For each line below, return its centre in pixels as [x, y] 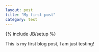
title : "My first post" [31, 15]
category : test [21, 19]
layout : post [19, 10]
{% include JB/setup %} [31, 34]
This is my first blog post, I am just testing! [50, 44]
